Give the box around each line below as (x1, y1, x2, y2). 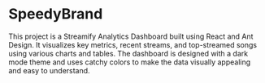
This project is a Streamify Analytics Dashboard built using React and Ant (8, 31, 254, 41)
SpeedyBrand (8, 5, 103, 23)
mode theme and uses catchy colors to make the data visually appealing (8, 57, 251, 67)
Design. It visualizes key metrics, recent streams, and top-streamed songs (8, 39, 258, 49)
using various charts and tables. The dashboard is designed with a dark (8, 48, 249, 58)
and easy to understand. (8, 65, 91, 75)
